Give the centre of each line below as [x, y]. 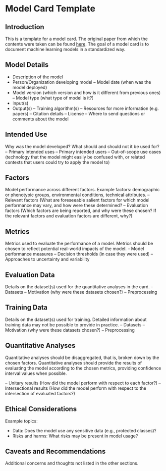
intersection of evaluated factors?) [40, 393]
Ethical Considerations [41, 409]
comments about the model [40, 119]
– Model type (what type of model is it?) [53, 98]
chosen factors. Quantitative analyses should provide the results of [74, 363]
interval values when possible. [36, 373]
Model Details [27, 65]
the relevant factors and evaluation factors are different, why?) [69, 216]
